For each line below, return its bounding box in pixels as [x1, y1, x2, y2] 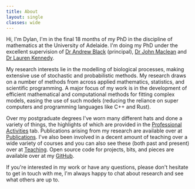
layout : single [6, 14, 43, 20]
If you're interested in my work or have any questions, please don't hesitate [6, 164, 189, 171]
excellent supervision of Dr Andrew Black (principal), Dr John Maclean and [6, 48, 187, 55]
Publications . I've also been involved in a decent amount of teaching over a [6, 134, 188, 141]
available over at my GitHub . [6, 152, 75, 160]
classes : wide [6, 19, 41, 25]
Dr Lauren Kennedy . [6, 54, 55, 62]
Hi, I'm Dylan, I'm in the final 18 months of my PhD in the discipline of [6, 36, 173, 43]
